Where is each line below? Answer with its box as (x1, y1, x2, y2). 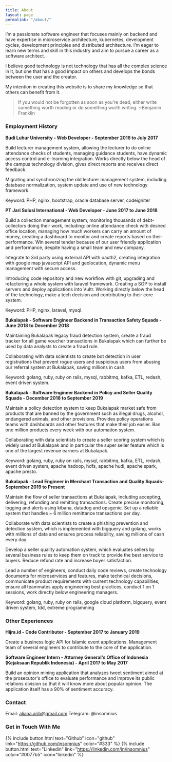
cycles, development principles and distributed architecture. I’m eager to (5, 42, 159, 48)
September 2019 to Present (5, 484, 65, 490)
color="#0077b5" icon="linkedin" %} (5, 751, 84, 757)
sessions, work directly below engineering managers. (5, 589, 119, 595)
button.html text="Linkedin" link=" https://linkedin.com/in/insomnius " (5, 746, 150, 752)
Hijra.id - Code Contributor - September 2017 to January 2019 (5, 628, 140, 635)
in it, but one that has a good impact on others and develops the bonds (5, 68, 156, 74)
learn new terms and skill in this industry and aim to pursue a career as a (5, 47, 159, 54)
